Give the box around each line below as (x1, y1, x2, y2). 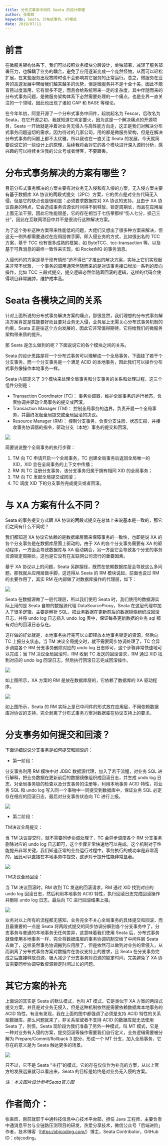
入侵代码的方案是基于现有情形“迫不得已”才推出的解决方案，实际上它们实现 (5, 257, 158, 263)
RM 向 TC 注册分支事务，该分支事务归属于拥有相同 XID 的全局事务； (12, 468, 153, 474)
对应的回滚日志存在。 (9, 621, 53, 627)
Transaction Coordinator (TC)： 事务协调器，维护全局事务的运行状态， (12, 393, 157, 399)
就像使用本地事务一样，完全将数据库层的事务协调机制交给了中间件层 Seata (5, 936, 158, 942)
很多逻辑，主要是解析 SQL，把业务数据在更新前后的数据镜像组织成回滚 (13, 609, 160, 615)
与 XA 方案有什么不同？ (5, 500, 101, 511)
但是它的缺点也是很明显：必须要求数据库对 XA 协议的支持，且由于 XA (13, 198, 157, 204)
